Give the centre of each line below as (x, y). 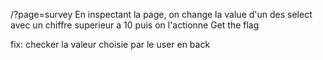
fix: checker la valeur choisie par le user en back (110, 44)
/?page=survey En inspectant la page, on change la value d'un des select (161, 14)
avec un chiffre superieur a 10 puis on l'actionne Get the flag (135, 25)
